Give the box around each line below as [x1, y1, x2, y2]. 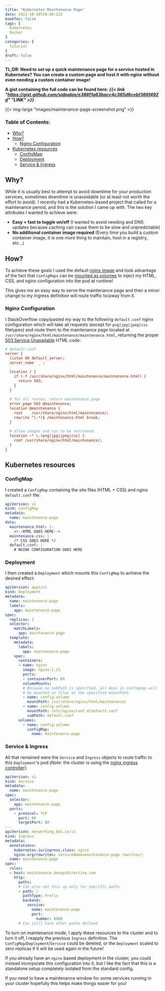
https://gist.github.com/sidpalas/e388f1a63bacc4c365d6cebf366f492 [7, 92, 159, 98]
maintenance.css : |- [9, 533, 52, 538]
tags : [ [5, 21, 21, 26]
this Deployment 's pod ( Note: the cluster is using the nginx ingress [5, 760, 138, 765]
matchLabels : [14, 626, 41, 631]
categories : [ [5, 39, 34, 44]
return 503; [18, 378, 43, 383]
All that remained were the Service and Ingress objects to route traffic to [5, 754, 152, 760]
